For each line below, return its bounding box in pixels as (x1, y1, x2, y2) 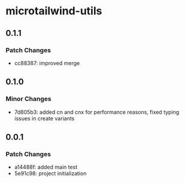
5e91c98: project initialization (14, 170, 87, 177)
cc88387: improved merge (14, 59, 80, 66)
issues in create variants (14, 115, 75, 122)
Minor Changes (5, 94, 51, 103)
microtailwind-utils (5, 4, 102, 18)
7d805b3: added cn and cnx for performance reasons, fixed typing (14, 108, 180, 115)
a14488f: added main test (14, 163, 78, 171)
